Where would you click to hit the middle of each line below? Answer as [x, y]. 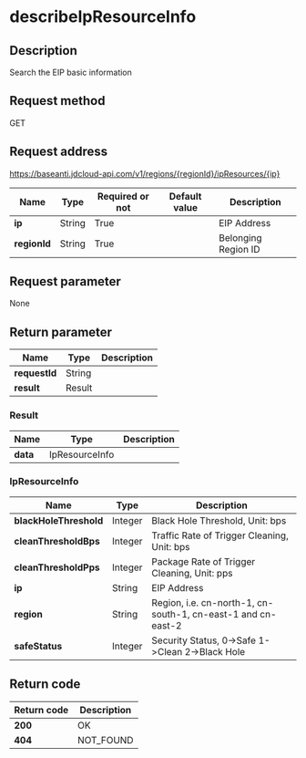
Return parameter [61, 332]
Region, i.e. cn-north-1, [203, 602]
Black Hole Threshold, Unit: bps [219, 520]
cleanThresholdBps [57, 541]
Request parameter [65, 281]
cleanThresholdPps [57, 567]
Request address [59, 152]
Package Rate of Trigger [204, 561]
